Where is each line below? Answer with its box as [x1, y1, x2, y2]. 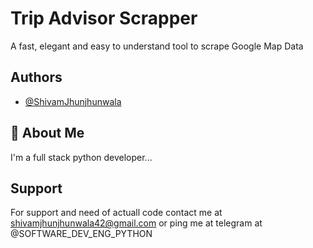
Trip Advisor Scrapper [10, 7, 198, 30]
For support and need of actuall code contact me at [10, 207, 223, 219]
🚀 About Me [10, 125, 85, 142]
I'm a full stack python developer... [10, 151, 153, 163]
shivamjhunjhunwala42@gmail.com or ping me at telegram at [10, 217, 263, 229]
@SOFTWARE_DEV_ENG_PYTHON [10, 228, 153, 240]
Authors [10, 69, 63, 86]
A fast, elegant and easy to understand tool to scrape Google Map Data [10, 40, 304, 52]
